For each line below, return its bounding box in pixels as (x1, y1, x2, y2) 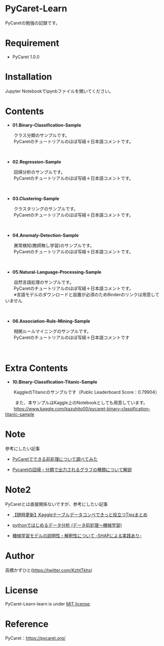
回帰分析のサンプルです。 (13, 169, 66, 175)
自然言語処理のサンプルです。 (13, 279, 74, 285)
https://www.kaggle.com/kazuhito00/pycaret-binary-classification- (14, 405, 151, 411)
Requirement (5, 38, 59, 49)
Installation (5, 71, 52, 82)
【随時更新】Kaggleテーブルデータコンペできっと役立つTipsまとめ (12, 512, 148, 518)
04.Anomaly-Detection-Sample (12, 232, 79, 238)
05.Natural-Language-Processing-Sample (12, 269, 102, 275)
